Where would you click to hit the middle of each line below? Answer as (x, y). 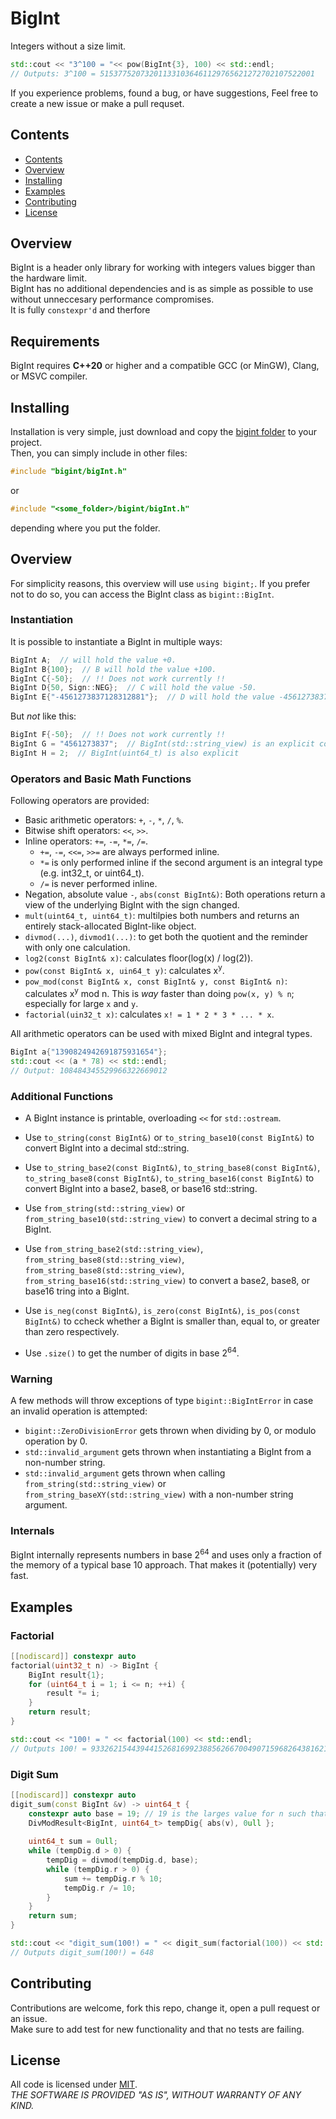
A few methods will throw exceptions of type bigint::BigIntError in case (162, 1401)
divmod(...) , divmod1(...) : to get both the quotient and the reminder (166, 937)
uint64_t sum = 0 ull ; (73, 1842)
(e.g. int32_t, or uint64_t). (92, 873)
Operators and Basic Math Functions (101, 779)
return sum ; (53, 1916)
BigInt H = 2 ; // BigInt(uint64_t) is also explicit (125, 753)
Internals (32, 1531)
